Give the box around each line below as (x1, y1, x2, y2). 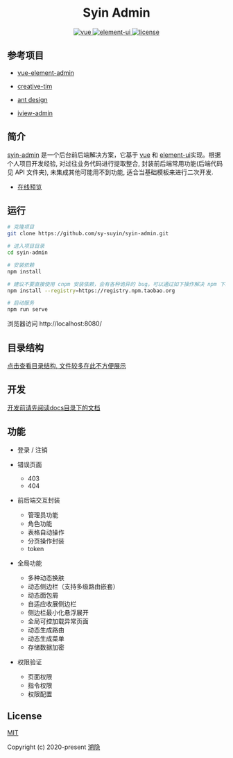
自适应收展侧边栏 (27, 599, 77, 608)
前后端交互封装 (17, 496, 60, 504)
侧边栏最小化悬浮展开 (27, 608, 89, 616)
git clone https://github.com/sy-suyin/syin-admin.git (7, 230, 169, 237)
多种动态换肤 (27, 573, 64, 582)
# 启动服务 (7, 300, 35, 307)
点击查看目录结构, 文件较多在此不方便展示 (7, 361, 126, 369)
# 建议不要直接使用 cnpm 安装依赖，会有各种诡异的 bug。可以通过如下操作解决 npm (7, 280, 217, 287)
